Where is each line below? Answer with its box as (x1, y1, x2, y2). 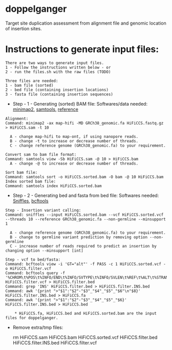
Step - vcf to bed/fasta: (5, 257, 60, 262)
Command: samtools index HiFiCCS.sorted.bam (5, 183, 102, 189)
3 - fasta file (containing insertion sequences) (5, 92, 114, 97)
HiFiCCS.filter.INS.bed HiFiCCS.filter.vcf (12, 339, 97, 346)
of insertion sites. (5, 25, 42, 31)
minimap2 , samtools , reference (12, 106, 78, 112)
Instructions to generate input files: (5, 44, 159, 55)
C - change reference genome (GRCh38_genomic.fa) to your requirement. (10, 143, 166, 148)
